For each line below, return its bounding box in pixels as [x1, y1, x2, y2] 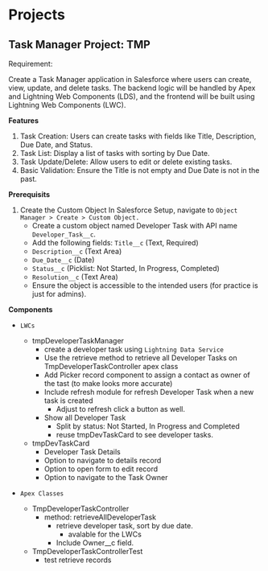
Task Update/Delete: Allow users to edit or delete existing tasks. [19, 157, 233, 166]
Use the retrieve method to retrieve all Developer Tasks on [43, 353, 237, 363]
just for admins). [31, 290, 87, 298]
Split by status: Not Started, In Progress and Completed [56, 421, 240, 431]
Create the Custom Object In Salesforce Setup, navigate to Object [19, 205, 238, 215]
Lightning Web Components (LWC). [8, 101, 126, 109]
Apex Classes [19, 490, 64, 498]
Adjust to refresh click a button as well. [56, 405, 186, 413]
